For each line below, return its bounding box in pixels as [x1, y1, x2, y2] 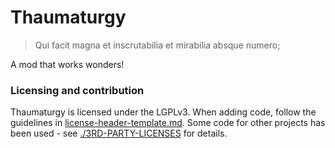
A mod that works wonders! [10, 58, 125, 70]
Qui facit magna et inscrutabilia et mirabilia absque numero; [34, 39, 281, 51]
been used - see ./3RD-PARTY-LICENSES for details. [10, 127, 228, 140]
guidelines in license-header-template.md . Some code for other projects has [10, 117, 326, 129]
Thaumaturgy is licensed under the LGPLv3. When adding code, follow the [10, 106, 317, 118]
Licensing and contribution [10, 83, 145, 97]
